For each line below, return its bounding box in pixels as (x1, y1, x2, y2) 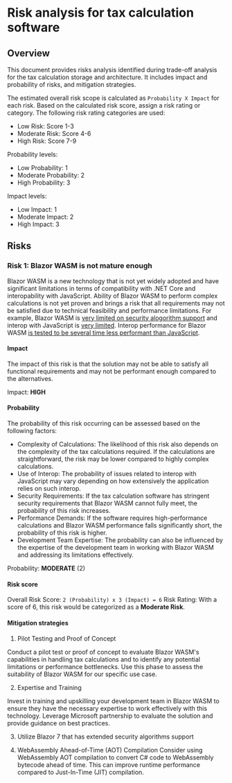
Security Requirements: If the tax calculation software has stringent (17, 491, 210, 500)
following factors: (7, 427, 57, 435)
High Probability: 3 (17, 178, 71, 187)
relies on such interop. (17, 485, 82, 493)
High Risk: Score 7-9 (17, 137, 77, 145)
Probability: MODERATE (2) (7, 564, 85, 573)
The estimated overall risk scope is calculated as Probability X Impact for (7, 94, 220, 102)
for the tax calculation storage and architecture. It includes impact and (7, 73, 208, 81)
